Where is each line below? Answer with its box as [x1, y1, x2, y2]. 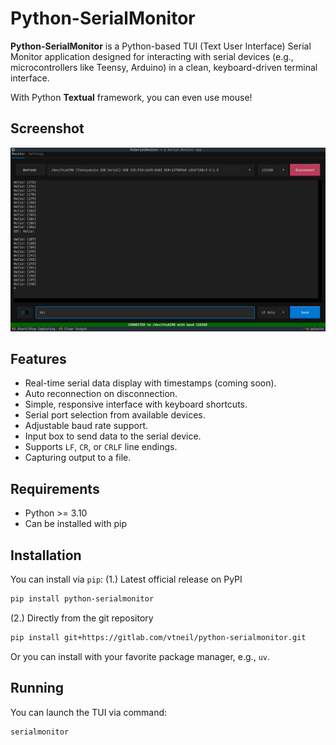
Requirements [10, 480, 100, 497]
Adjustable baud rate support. [24, 420, 149, 432]
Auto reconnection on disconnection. [24, 388, 178, 400]
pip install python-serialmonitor [10, 594, 155, 604]
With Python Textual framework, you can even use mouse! [10, 91, 253, 103]
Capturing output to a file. [24, 452, 132, 464]
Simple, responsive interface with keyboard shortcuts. [24, 398, 248, 411]
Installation [10, 547, 82, 564]
